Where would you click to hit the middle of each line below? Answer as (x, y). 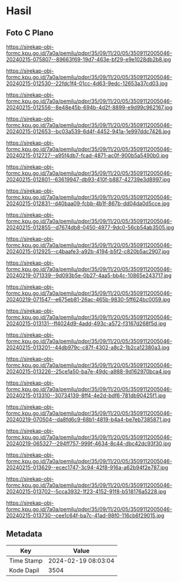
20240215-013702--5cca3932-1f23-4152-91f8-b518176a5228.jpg (86, 491)
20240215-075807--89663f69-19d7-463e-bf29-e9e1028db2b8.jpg (89, 59)
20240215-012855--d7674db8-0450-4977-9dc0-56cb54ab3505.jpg (90, 227)
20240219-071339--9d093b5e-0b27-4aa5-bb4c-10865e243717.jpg (89, 275)
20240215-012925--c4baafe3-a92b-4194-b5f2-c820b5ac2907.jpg (88, 251)
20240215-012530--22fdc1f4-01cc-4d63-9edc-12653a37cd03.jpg (87, 83)
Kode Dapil (24, 570)
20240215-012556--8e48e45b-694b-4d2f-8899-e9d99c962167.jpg (89, 107)
